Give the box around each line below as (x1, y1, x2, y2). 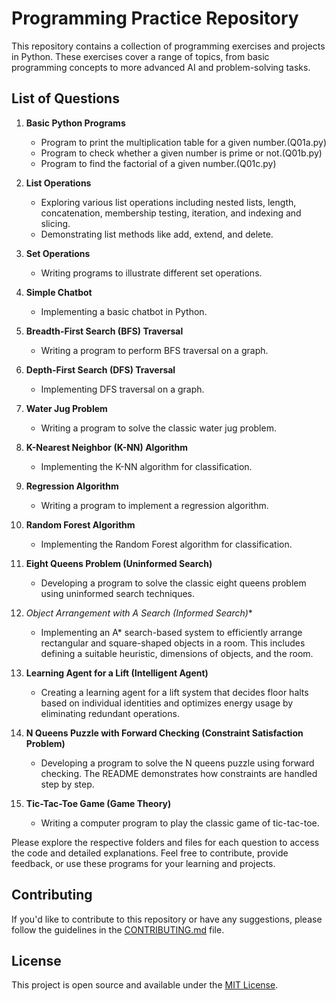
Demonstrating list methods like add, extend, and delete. (40, 228, 274, 240)
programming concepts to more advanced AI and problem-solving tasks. (11, 61, 311, 73)
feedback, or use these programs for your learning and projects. (11, 857, 276, 869)
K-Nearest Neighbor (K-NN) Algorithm (25, 441, 189, 453)
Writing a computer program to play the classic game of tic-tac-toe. (40, 817, 320, 829)
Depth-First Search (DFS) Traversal (25, 363, 176, 376)
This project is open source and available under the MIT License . (11, 979, 279, 991)
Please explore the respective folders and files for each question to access (11, 836, 320, 848)
